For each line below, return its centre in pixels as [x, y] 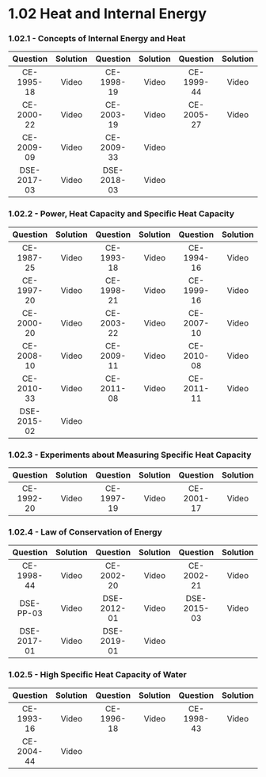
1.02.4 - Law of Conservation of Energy [85, 532]
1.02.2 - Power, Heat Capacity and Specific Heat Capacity [122, 214]
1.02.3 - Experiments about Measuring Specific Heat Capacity [130, 455]
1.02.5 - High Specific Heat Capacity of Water [98, 675]
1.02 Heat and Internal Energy [108, 14]
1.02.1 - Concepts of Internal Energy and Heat [97, 39]
